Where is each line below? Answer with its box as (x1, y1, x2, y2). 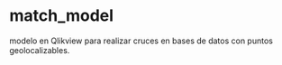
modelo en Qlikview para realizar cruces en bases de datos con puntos (9, 35, 273, 46)
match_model (9, 5, 114, 26)
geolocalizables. (9, 44, 70, 55)
